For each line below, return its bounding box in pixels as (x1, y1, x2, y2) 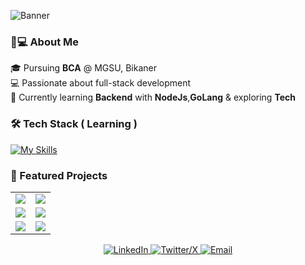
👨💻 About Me (10, 35, 79, 49)
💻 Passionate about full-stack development (10, 77, 192, 89)
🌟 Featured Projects (10, 168, 108, 182)
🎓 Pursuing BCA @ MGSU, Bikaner (10, 62, 157, 74)
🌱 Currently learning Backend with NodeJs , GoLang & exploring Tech (10, 91, 296, 104)
